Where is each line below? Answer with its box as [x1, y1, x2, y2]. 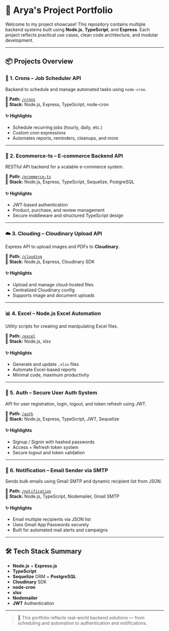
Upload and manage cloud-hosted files [12, 281, 94, 287]
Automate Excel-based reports [12, 367, 76, 373]
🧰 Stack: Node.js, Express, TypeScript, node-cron [5, 101, 109, 107]
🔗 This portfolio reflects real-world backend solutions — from [17, 615, 145, 621]
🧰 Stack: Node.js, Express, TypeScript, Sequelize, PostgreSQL [5, 179, 135, 185]
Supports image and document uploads [12, 292, 95, 298]
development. [5, 37, 34, 43]
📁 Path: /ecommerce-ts [5, 174, 51, 180]
